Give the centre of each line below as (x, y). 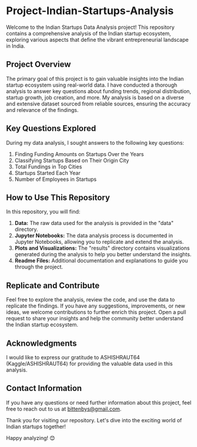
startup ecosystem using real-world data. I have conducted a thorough (92, 85)
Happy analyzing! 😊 (31, 438)
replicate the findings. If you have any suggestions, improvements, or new (96, 306)
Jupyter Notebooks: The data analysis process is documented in (94, 236)
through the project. (39, 267)
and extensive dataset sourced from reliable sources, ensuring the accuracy (98, 104)
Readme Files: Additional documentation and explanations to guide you (101, 261)
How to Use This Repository (58, 198)
